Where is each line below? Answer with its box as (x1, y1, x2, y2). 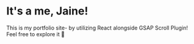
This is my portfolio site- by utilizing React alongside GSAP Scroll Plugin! (6, 24, 188, 31)
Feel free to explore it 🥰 (6, 30, 65, 37)
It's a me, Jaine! (6, 4, 88, 18)
